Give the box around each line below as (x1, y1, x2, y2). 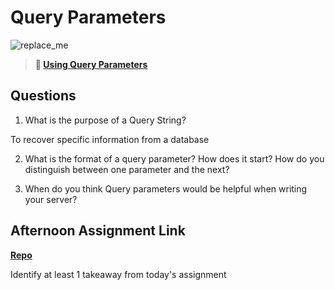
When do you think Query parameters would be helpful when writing (24, 182, 308, 195)
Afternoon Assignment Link (10, 222, 186, 240)
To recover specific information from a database (10, 133, 210, 145)
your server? (24, 193, 78, 205)
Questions (10, 87, 77, 105)
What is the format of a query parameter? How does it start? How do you (24, 152, 325, 165)
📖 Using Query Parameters (34, 58, 148, 70)
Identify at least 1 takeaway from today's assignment (10, 268, 227, 280)
